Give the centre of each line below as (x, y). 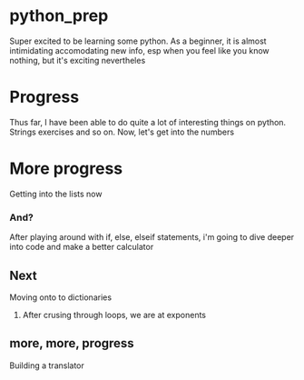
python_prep (59, 16)
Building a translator (47, 365)
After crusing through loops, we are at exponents (114, 315)
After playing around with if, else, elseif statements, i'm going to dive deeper (152, 237)
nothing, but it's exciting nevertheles (78, 60)
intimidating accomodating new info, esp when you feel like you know (139, 50)
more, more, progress (72, 343)
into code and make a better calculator (82, 247)
